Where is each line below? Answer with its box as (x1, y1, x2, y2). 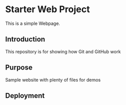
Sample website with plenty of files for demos (5, 77, 101, 83)
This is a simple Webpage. (5, 20, 60, 26)
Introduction (5, 35, 46, 44)
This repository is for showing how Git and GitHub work (5, 48, 121, 54)
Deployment (5, 91, 45, 100)
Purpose (5, 63, 33, 72)
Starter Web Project (5, 4, 90, 15)
